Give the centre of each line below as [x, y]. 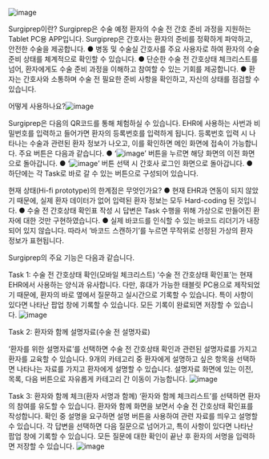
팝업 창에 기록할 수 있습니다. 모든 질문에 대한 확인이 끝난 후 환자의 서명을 [121, 436]
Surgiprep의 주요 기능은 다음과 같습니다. [71, 258]
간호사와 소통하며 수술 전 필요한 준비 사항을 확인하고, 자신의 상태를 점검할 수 [141, 79]
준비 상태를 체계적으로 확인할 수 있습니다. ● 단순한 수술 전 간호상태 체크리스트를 [133, 59]
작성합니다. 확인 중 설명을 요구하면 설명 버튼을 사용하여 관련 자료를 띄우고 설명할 [133, 416]
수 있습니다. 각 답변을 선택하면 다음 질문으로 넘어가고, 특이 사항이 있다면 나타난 [131, 426]
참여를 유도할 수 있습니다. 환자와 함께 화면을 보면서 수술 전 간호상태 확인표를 [135, 406]
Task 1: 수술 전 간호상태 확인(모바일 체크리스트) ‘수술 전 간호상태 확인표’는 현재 [130, 274]
